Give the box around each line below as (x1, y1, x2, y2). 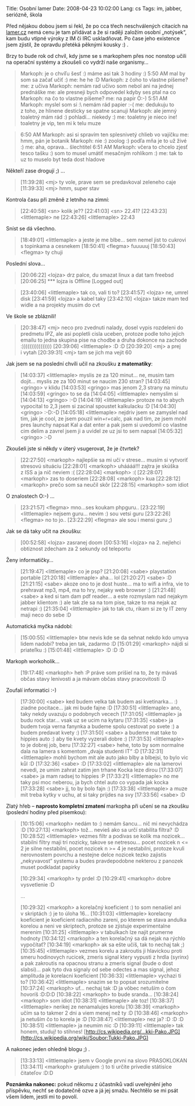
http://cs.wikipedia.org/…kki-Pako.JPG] (85, 1028, 180, 1035)
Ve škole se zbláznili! (6, 313, 56, 319)
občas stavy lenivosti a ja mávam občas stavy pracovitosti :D (20, 676, 166, 682)
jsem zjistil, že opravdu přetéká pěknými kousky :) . (6, 41, 129, 48)
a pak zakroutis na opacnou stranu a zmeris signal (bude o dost (20, 960, 173, 967)
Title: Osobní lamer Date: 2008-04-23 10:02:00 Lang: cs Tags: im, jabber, (6, 5, 182, 12)
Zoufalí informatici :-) (6, 687, 57, 694)
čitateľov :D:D (20, 1070, 54, 1076)
